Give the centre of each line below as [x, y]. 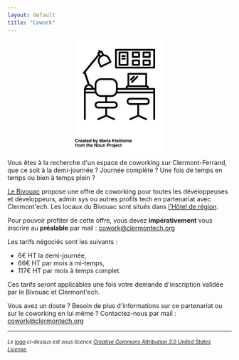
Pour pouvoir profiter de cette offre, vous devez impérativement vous [110, 220]
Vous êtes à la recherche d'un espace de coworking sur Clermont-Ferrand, [117, 162]
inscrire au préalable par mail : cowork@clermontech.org [91, 228]
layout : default [31, 15]
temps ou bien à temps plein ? [52, 177]
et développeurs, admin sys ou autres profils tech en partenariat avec [109, 198]
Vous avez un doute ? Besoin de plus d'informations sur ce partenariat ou [115, 305]
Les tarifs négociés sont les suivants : [63, 241]
